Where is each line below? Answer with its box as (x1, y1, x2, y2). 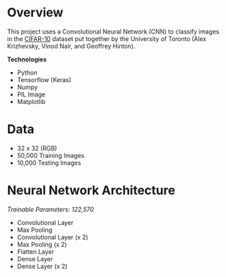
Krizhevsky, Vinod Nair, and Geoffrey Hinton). (7, 42, 136, 50)
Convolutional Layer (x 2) (16, 233, 88, 241)
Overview (7, 5, 64, 21)
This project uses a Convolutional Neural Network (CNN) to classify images (7, 27, 220, 36)
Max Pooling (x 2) (16, 240, 67, 248)
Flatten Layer (16, 248, 55, 256)
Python (16, 68, 38, 77)
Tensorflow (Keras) (16, 75, 72, 83)
